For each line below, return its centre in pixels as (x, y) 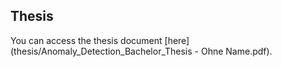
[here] (177, 40)
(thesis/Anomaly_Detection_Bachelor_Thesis (101, 51)
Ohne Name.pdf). (236, 51)
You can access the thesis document (86, 40)
